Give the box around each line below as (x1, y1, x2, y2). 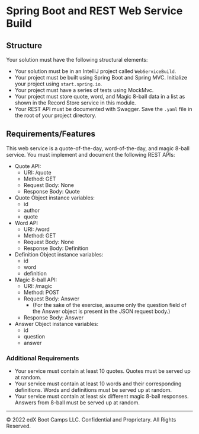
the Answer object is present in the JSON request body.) (32, 308, 171, 315)
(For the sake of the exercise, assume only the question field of (32, 301, 187, 308)
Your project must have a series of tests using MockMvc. (14, 87, 154, 93)
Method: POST (23, 289, 60, 296)
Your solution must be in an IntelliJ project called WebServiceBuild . (14, 68, 176, 75)
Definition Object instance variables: (14, 251, 104, 258)
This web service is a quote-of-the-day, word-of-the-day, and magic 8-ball (6, 144, 190, 152)
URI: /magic (23, 282, 52, 289)
